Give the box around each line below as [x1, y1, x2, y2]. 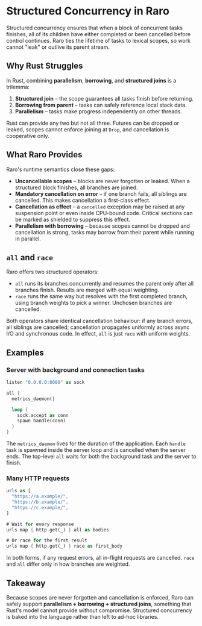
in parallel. [14, 235, 41, 242]
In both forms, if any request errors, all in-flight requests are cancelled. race [6, 554, 195, 562]
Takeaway [6, 578, 46, 588]
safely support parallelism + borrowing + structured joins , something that [6, 601, 192, 608]
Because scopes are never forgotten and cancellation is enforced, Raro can [6, 594, 194, 601]
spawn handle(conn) [17, 418, 66, 424]
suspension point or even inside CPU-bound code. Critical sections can [14, 209, 193, 216]
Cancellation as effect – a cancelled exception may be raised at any [14, 203, 185, 210]
